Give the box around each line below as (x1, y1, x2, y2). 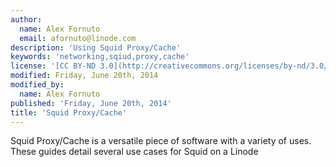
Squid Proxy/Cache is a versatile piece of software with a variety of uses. (10, 135, 312, 147)
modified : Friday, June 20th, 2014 (10, 71, 159, 81)
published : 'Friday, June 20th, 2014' (10, 98, 172, 108)
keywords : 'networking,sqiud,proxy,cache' (10, 52, 190, 62)
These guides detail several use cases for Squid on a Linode (10, 146, 259, 158)
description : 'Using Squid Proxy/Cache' (10, 42, 182, 53)
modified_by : (10, 80, 65, 90)
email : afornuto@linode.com (19, 33, 137, 43)
